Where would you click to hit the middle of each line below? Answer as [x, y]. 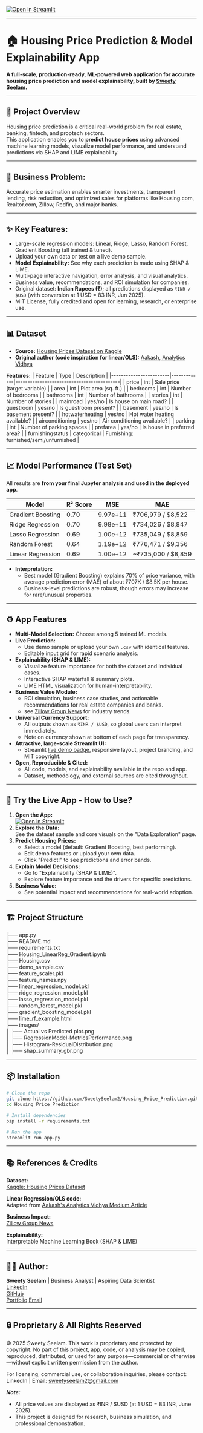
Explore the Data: [37, 828]
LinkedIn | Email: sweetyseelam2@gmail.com [63, 1380]
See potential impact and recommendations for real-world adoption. [108, 892]
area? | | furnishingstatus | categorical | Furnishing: [70, 433]
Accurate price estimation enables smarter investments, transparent [91, 191]
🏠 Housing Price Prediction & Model [100, 41]
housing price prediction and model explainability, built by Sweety [91, 81]
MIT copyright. [42, 756]
